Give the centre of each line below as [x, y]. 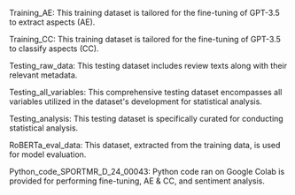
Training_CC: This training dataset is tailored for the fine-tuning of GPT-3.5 [145, 39]
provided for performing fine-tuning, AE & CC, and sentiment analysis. [137, 181]
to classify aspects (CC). [54, 49]
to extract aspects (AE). [52, 22]
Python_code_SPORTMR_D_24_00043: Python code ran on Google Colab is [147, 172]
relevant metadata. [43, 75]
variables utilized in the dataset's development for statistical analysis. [136, 101]
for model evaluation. [48, 154]
